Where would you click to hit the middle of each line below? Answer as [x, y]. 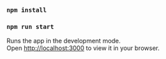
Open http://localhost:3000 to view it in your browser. [83, 48]
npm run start [30, 26]
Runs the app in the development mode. [64, 41]
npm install [27, 10]
